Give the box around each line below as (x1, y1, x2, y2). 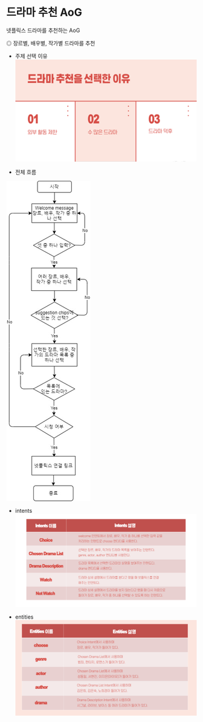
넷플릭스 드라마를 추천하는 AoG (6, 27, 80, 34)
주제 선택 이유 (14, 52, 48, 59)
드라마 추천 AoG (6, 5, 83, 19)
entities (14, 613, 34, 620)
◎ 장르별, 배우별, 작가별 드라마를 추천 (6, 39, 95, 47)
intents (14, 507, 33, 514)
